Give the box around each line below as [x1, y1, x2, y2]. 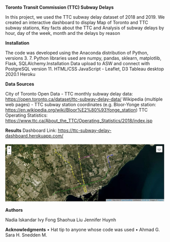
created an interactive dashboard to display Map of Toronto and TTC [5, 20, 148, 25]
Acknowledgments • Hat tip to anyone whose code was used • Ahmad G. [5, 227, 160, 233]
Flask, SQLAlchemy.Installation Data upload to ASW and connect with [5, 61, 150, 66]
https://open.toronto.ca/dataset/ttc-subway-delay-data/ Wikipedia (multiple [5, 96, 163, 102]
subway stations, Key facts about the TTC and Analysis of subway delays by [5, 25, 164, 31]
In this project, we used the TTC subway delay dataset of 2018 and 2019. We [5, 14, 165, 20]
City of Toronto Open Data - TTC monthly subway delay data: [5, 91, 133, 96]
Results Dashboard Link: [5, 127, 57, 133]
